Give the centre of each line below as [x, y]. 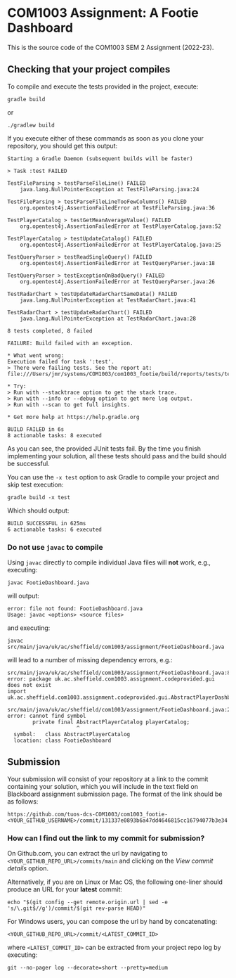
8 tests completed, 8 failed [50, 331]
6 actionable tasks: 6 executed [54, 529]
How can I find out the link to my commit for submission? [106, 838]
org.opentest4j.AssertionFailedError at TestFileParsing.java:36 [118, 208]
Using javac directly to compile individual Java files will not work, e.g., [109, 562]
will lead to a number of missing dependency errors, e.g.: [90, 660]
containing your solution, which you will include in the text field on [103, 786]
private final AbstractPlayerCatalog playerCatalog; [111, 722]
